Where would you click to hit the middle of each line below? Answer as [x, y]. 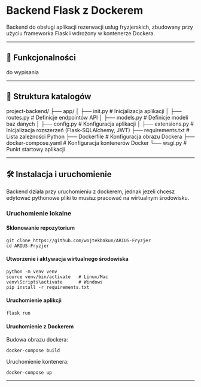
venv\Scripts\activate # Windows [54, 282]
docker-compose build [33, 351]
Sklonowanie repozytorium [41, 227]
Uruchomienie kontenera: [37, 362]
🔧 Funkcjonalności [41, 58]
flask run [19, 313]
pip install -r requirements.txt [48, 287]
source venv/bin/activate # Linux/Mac [57, 277]
